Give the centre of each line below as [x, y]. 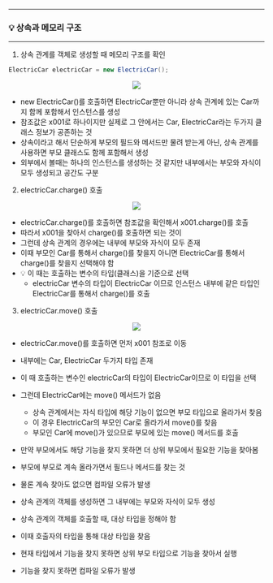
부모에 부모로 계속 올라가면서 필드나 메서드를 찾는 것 [102, 467]
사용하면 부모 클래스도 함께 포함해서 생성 [84, 153]
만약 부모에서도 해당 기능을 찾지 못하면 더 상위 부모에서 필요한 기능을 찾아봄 [139, 450]
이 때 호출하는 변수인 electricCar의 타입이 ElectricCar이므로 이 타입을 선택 [138, 378]
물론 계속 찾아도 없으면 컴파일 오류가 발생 [85, 485]
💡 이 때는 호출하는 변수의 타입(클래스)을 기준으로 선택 [104, 274]
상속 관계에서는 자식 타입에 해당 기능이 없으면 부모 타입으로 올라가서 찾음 [147, 412]
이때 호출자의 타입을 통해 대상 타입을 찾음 [85, 536]
